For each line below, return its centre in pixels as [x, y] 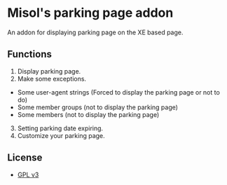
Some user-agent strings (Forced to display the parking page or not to [119, 92]
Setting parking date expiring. [60, 128]
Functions [30, 54]
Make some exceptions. [51, 78]
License [25, 158]
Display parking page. [49, 71]
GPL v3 [28, 174]
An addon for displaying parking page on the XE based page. [95, 32]
